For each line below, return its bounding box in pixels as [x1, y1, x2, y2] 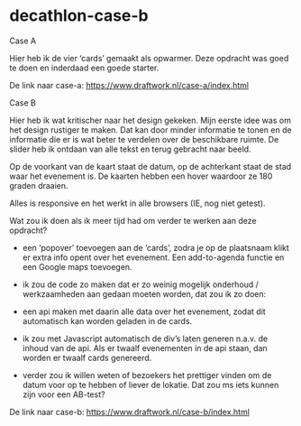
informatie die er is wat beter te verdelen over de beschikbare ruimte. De [9, 134, 279, 144]
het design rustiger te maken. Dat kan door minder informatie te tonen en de [9, 124, 292, 135]
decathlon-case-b [9, 5, 149, 26]
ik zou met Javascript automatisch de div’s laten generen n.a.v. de [22, 333, 269, 344]
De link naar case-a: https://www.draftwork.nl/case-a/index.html [9, 79, 250, 90]
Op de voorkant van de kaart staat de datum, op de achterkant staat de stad [9, 161, 292, 171]
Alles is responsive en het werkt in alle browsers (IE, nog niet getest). [9, 198, 266, 208]
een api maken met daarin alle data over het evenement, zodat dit [22, 306, 266, 317]
